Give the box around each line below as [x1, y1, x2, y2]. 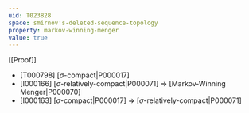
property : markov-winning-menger [8, 26, 119, 34]
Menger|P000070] [19, 88, 81, 97]
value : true [8, 33, 48, 42]
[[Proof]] [8, 55, 37, 65]
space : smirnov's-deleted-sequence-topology [8, 19, 158, 27]
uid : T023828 [8, 11, 52, 20]
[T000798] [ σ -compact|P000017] [19, 70, 130, 80]
